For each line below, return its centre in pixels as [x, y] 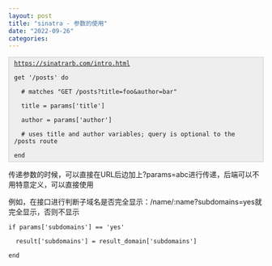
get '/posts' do [41, 78]
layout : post [30, 16]
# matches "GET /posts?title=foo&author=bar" [100, 92]
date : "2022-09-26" [41, 31]
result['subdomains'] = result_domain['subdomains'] [106, 242]
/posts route [36, 141]
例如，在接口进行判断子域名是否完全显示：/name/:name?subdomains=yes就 [135, 202]
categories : [28, 38]
